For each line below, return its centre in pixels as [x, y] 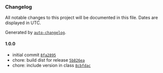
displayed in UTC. [23, 23]
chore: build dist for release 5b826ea [49, 60]
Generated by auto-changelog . [36, 33]
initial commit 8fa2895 [34, 55]
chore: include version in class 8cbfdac [51, 65]
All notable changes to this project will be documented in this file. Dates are [82, 18]
